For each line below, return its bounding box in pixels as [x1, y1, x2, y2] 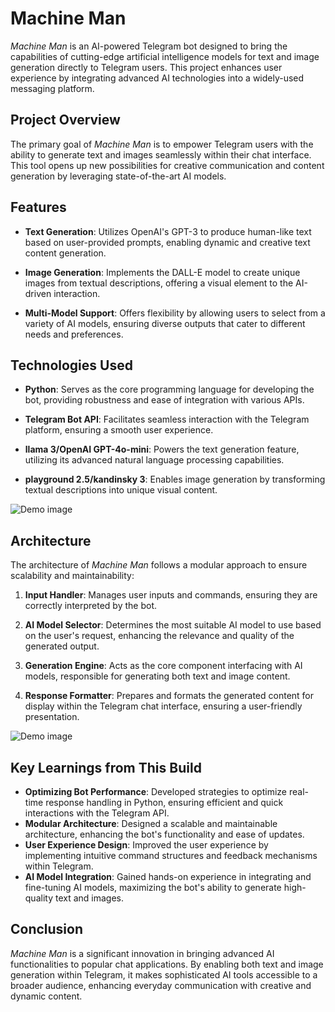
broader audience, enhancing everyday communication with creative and [10, 979, 312, 991]
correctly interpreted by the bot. [24, 600, 158, 612]
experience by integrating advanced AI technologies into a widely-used [10, 72, 305, 84]
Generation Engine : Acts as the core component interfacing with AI [24, 660, 303, 672]
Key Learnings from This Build [10, 759, 202, 776]
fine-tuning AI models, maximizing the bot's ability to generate [24, 882, 282, 893]
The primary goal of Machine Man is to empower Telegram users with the [10, 138, 314, 150]
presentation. [24, 711, 80, 723]
